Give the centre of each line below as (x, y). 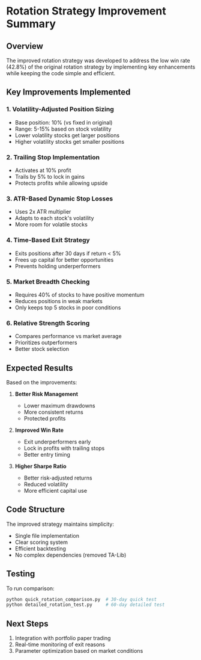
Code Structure (35, 510)
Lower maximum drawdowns (59, 406)
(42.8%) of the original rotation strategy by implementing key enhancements (101, 67)
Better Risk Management (46, 394)
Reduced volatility (46, 484)
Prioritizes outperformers (46, 343)
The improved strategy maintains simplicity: (60, 524)
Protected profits (45, 418)
